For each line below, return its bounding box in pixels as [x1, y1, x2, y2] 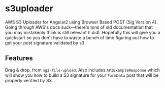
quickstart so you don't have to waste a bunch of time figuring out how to [5, 35, 154, 41]
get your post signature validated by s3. [5, 40, 86, 45]
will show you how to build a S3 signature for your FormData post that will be [5, 72, 159, 78]
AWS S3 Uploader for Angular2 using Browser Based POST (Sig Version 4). [5, 19, 158, 25]
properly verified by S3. [5, 77, 53, 83]
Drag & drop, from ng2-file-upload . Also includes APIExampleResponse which [5, 67, 160, 73]
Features [5, 54, 33, 63]
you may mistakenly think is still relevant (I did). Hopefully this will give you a [5, 29, 161, 35]
